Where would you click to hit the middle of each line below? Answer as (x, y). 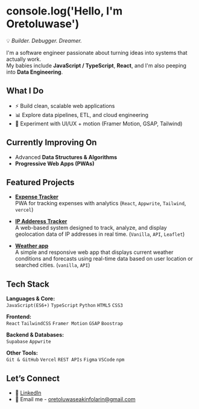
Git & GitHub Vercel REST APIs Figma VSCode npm (65, 360)
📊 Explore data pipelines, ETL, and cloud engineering (82, 115)
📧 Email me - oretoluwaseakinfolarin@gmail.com (75, 399)
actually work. (24, 59)
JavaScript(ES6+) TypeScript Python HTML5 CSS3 (65, 306)
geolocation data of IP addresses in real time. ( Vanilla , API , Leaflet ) (100, 234)
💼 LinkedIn (28, 393)
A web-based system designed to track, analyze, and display (91, 228)
